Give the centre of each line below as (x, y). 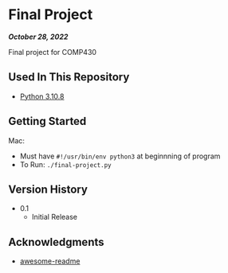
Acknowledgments (57, 242)
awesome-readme (50, 261)
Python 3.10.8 (42, 96)
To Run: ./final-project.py (65, 164)
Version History (48, 189)
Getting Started (47, 121)
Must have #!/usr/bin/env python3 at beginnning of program (120, 156)
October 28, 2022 (38, 37)
